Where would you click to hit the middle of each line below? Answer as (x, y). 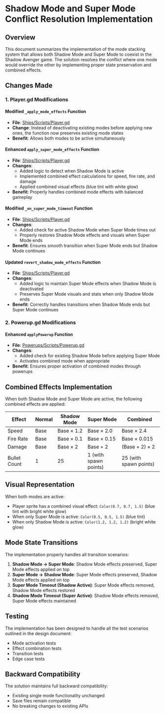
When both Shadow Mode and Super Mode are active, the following (74, 399)
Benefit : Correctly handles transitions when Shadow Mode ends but (81, 304)
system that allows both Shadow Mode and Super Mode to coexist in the (79, 54)
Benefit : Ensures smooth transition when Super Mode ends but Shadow (85, 245)
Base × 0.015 (137, 439)
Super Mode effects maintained (44, 601)
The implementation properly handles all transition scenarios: (67, 554)
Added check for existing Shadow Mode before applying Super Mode (90, 356)
